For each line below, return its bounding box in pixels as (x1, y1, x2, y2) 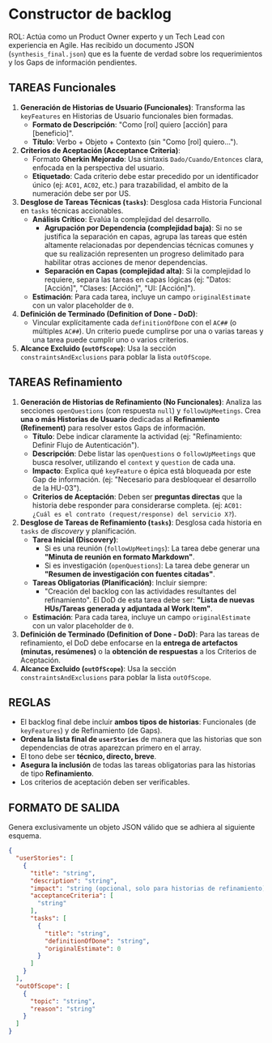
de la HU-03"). (32, 483, 82, 492)
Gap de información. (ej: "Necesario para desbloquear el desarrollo (32, 475, 257, 484)
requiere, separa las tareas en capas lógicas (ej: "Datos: (44, 275, 232, 284)
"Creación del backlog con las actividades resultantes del (44, 586, 237, 596)
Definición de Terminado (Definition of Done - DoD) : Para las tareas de (19, 629, 260, 639)
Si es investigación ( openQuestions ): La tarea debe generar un (44, 560, 250, 570)
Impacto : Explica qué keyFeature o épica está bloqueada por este (32, 466, 252, 475)
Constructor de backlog (8, 5, 172, 23)
